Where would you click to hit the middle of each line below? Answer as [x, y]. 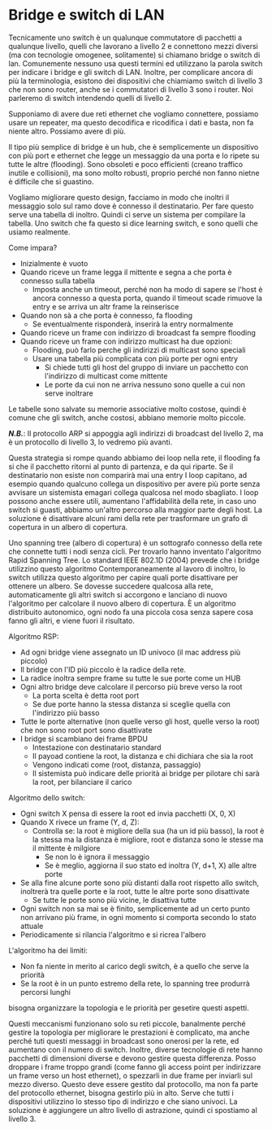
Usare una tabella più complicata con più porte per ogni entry [135, 358]
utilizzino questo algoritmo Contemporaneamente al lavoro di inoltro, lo [127, 568]
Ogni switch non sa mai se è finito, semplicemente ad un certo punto [135, 909]
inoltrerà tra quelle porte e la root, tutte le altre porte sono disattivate [135, 891]
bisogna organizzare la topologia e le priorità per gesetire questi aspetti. [129, 1008]
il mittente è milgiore [66, 847]
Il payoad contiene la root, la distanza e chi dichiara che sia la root [142, 756]
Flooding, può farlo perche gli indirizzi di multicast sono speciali [139, 350]
